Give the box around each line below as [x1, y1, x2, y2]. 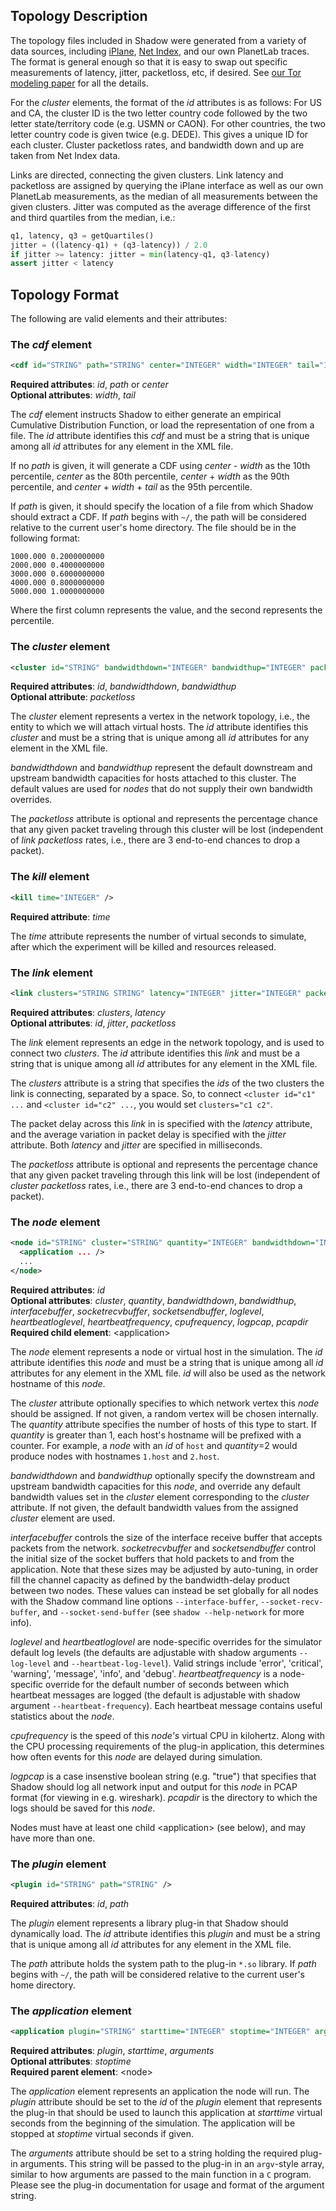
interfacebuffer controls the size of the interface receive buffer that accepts [10, 1531, 323, 1543]
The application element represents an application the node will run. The [10, 2085, 310, 2097]
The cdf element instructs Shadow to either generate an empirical [10, 409, 282, 421]
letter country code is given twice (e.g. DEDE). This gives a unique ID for [10, 128, 309, 140]
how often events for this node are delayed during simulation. [10, 1750, 263, 1763]
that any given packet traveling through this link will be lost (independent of [10, 1169, 321, 1181]
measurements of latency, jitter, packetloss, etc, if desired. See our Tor [10, 66, 302, 78]
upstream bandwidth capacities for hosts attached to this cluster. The [10, 772, 297, 784]
